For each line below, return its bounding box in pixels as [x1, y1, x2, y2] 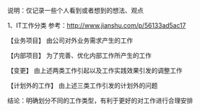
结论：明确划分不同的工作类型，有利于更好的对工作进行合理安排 [7, 96, 193, 105]
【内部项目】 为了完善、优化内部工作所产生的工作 [7, 52, 152, 59]
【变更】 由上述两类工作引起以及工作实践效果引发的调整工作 [7, 66, 182, 74]
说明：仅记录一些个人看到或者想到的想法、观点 [7, 6, 143, 14]
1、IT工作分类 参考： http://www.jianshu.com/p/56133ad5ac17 [7, 21, 186, 30]
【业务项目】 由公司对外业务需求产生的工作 [7, 36, 133, 45]
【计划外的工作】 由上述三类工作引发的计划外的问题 [7, 81, 158, 90]
